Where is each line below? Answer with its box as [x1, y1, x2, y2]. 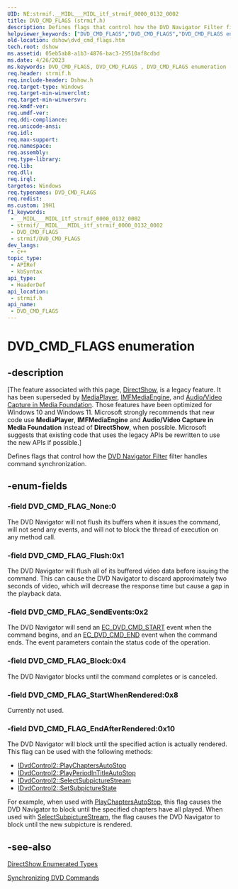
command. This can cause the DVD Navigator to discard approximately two [7, 573, 227, 583]
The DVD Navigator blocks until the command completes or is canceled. [7, 672, 218, 681]
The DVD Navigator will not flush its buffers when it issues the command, [7, 517, 221, 526]
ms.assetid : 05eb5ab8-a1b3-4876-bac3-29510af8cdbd [7, 50, 160, 58]
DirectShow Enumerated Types [7, 859, 98, 868]
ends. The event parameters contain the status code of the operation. [7, 638, 210, 647]
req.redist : [7, 195, 42, 203]
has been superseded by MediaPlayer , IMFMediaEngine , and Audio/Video [7, 393, 222, 402]
